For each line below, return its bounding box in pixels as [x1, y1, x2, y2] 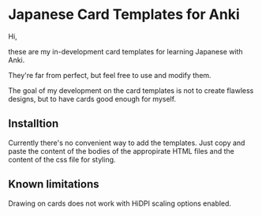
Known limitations [8, 177, 99, 191]
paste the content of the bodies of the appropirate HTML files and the [8, 146, 235, 155]
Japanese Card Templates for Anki [8, 6, 240, 24]
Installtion [8, 117, 59, 131]
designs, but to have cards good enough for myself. [8, 94, 176, 103]
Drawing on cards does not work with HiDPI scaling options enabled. [8, 199, 231, 208]
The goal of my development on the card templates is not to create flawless [8, 85, 254, 95]
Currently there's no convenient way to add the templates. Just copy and [8, 138, 245, 147]
